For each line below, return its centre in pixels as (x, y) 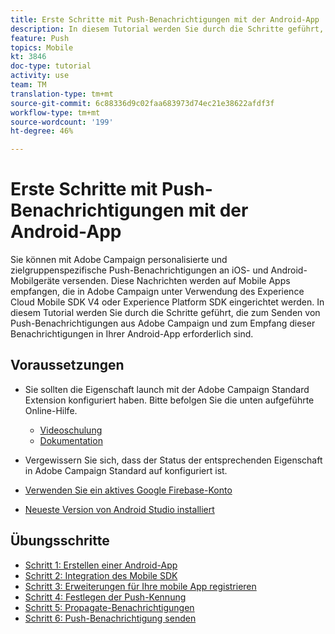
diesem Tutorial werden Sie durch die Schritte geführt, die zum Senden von (165, 313)
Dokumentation (71, 440)
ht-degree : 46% (42, 131)
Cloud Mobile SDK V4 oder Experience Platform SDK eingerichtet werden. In (167, 302)
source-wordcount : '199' (62, 122)
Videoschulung (71, 430)
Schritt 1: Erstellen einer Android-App (101, 565)
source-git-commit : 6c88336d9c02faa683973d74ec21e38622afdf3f (142, 103)
